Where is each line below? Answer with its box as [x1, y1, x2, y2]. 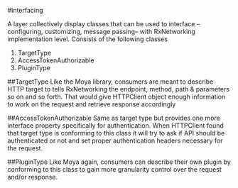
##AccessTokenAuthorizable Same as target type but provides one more [7, 114, 220, 122]
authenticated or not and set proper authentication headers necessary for [7, 136, 223, 145]
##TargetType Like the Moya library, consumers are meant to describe [7, 77, 214, 86]
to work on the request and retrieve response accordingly [7, 100, 176, 109]
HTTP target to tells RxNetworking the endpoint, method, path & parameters [7, 85, 229, 93]
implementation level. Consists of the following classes [7, 35, 168, 43]
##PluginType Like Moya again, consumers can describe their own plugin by [7, 157, 231, 166]
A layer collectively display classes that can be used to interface [7, 20, 195, 28]
